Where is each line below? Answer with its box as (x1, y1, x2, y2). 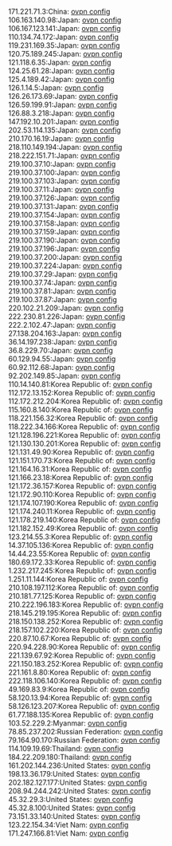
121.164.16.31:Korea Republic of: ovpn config (8, 464, 153, 474)
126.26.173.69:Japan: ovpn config (8, 92, 119, 100)
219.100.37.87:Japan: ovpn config (8, 295, 117, 304)
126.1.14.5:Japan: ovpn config (8, 83, 104, 92)
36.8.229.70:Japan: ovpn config (8, 346, 114, 355)
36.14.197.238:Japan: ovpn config (8, 337, 118, 346)
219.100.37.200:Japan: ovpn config (8, 253, 123, 262)
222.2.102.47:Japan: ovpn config (8, 321, 116, 329)
